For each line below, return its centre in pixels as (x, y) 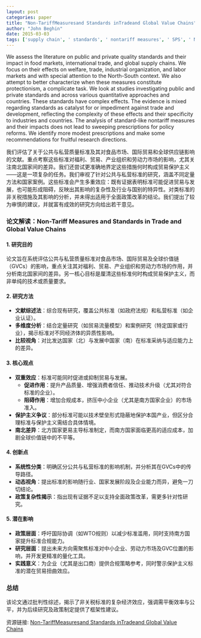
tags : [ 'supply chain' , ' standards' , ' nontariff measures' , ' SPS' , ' (99, 40)
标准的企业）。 (41, 392)
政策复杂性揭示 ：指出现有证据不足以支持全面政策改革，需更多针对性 (99, 496)
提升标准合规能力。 (44, 541)
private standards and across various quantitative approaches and (88, 95)
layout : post (22, 12)
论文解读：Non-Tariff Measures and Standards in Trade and (94, 221)
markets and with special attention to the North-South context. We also (94, 76)
